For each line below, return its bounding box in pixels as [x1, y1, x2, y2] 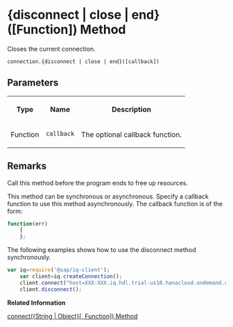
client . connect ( [19, 279, 67, 286]
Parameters [7, 77, 59, 89]
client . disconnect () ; [19, 285, 82, 293]
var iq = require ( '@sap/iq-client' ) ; [7, 267, 110, 274]
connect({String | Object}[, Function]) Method [7, 312, 138, 320]
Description [112, 104, 151, 114]
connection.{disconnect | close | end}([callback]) [7, 58, 159, 65]
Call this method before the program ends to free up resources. [7, 178, 189, 187]
